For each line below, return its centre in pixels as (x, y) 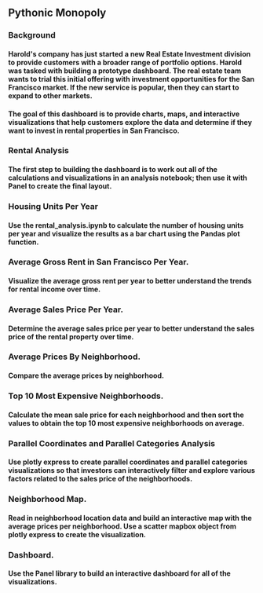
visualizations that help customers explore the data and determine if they (130, 122)
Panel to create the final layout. (60, 186)
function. (24, 242)
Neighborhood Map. (47, 500)
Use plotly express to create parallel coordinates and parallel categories (128, 462)
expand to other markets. (50, 95)
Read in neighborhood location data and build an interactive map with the (130, 518)
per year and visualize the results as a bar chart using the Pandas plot (124, 233)
